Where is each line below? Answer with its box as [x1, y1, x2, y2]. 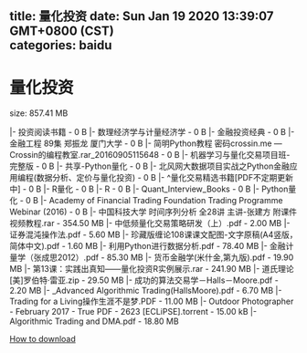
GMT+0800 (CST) [9, 24, 114, 39]
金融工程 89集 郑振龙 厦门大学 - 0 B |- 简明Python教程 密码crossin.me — [9, 138, 283, 149]
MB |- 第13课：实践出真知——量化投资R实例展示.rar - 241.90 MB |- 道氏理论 [9, 264, 294, 275]
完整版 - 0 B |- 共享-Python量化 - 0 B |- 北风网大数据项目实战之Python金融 [9, 161, 290, 171]
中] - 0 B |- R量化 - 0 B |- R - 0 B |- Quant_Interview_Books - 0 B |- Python [9, 183, 289, 194]
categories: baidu [9, 37, 112, 53]
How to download [9, 334, 76, 345]
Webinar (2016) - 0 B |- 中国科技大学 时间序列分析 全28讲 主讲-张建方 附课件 [9, 206, 298, 217]
